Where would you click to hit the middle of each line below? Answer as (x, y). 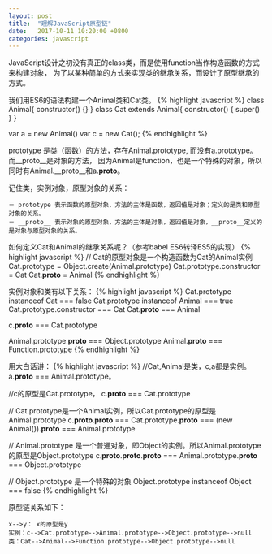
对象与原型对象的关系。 (47, 231)
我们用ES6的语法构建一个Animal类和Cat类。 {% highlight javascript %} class (136, 100)
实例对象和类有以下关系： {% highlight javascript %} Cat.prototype (120, 292)
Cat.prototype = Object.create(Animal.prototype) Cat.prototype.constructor (134, 266)
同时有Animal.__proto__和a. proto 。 (66, 171)
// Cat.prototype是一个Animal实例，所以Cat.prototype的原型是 (112, 411)
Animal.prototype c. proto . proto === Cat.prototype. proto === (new (121, 420)
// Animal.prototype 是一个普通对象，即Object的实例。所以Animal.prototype (135, 446)
